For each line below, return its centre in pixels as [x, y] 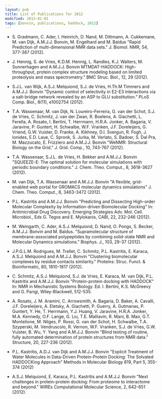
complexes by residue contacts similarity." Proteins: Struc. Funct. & [79, 262]
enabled [20, 187]
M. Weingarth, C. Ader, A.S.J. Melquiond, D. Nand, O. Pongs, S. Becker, [83, 227]
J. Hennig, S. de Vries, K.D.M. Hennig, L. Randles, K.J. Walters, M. [78, 62]
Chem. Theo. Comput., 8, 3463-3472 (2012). [57, 192]
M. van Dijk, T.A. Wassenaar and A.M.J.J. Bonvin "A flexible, [72, 182]
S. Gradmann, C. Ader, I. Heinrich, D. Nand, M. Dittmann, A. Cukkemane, [84, 37]
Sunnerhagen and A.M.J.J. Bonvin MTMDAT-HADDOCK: [68, 67]
